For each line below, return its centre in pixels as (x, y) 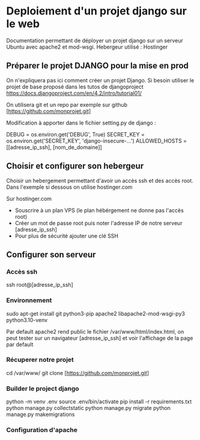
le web (23, 24)
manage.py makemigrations (41, 414)
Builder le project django (43, 388)
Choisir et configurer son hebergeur (75, 166)
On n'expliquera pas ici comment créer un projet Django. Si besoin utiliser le (100, 80)
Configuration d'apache (42, 430)
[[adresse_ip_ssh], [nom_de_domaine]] (54, 147)
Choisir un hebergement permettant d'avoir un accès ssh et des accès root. (100, 180)
